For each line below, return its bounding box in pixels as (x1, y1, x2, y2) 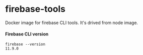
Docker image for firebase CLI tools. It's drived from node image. (5, 20, 138, 26)
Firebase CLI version (5, 31, 49, 37)
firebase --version (5, 42, 46, 47)
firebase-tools (5, 3, 66, 15)
